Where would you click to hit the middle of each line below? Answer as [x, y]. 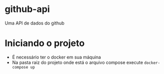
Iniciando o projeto [45, 43]
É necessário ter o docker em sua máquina [57, 57]
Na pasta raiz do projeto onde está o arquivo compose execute [77, 62]
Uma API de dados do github [35, 23]
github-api [27, 9]
